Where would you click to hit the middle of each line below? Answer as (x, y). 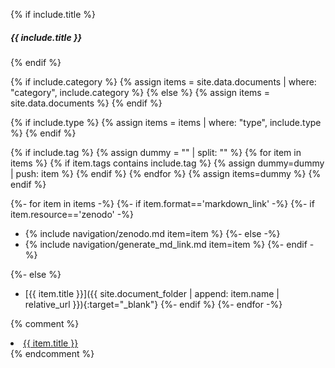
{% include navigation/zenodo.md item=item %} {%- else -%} (152, 233)
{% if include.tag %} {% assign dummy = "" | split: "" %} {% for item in (156, 152)
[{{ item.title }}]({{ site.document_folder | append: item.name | (152, 293)
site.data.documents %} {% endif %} (86, 103)
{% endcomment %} (52, 353)
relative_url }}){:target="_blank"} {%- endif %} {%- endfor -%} (153, 304)
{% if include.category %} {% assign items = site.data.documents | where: (163, 81)
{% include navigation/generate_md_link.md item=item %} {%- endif (166, 244)
